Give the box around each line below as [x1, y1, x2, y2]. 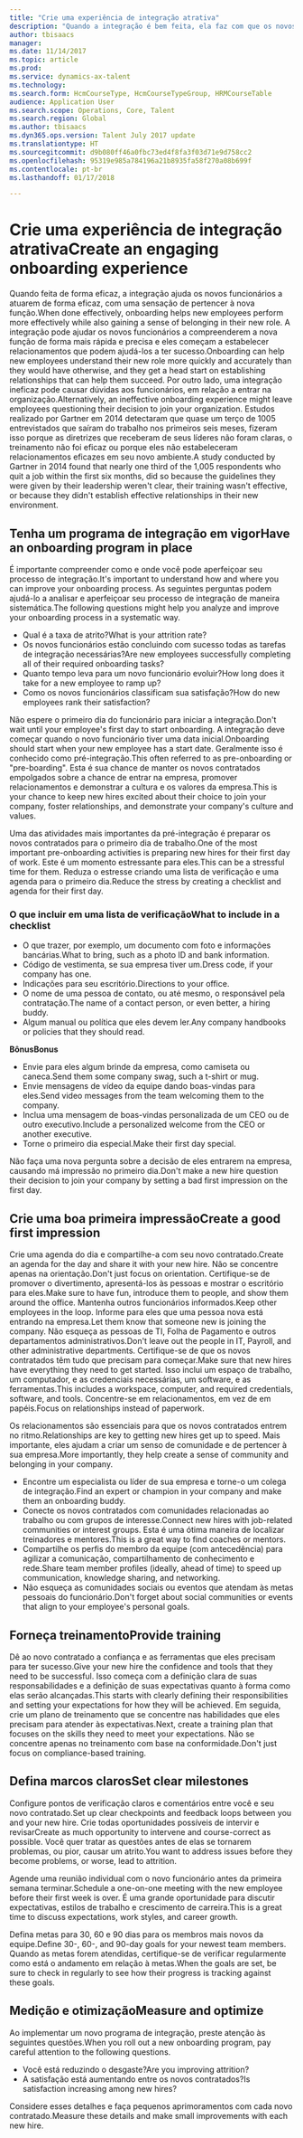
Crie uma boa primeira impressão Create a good [9, 1211, 281, 1226]
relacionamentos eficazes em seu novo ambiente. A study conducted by [9, 451, 276, 462]
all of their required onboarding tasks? [22, 658, 165, 669]
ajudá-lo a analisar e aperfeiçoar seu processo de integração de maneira [9, 593, 280, 603]
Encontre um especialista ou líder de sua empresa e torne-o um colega [22, 1476, 287, 1488]
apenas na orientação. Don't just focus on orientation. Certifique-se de [9, 1268, 271, 1280]
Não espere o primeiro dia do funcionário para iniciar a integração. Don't [9, 714, 277, 724]
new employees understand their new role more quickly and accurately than [9, 355, 292, 366]
